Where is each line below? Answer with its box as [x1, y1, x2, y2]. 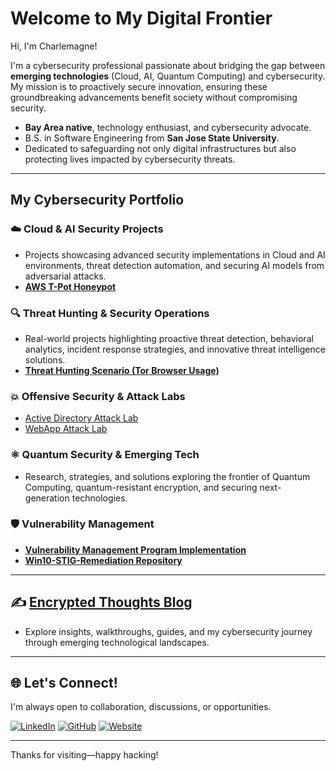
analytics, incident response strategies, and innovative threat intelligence [24, 343, 326, 355]
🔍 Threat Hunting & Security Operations [10, 306, 210, 320]
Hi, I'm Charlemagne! [10, 40, 98, 52]
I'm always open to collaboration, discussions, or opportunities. [10, 701, 272, 713]
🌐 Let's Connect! [10, 675, 118, 692]
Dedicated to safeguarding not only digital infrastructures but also [24, 142, 297, 154]
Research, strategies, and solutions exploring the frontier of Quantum [24, 470, 311, 482]
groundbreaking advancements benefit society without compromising [10, 91, 298, 103]
